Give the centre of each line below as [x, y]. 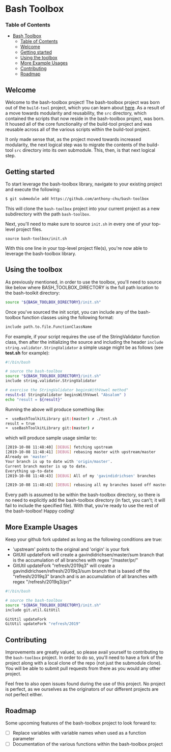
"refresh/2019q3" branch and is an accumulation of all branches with [85, 577]
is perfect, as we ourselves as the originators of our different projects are [82, 689]
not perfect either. [24, 695]
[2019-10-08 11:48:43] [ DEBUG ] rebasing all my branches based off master [86, 485]
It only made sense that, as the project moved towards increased [73, 139]
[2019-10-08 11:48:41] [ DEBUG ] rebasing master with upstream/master [81, 452]
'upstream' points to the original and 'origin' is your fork [71, 549]
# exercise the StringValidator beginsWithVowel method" [67, 390]
